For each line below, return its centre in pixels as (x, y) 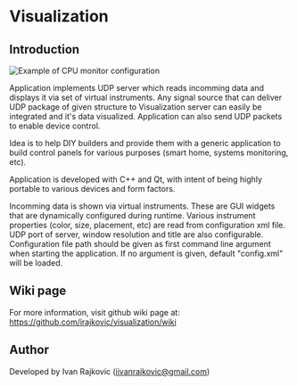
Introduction (45, 49)
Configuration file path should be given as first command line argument (140, 244)
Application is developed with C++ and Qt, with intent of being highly (136, 179)
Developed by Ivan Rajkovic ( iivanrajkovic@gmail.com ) (110, 371)
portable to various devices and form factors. (92, 189)
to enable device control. (55, 126)
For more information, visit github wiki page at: (95, 312)
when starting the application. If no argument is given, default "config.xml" (146, 253)
